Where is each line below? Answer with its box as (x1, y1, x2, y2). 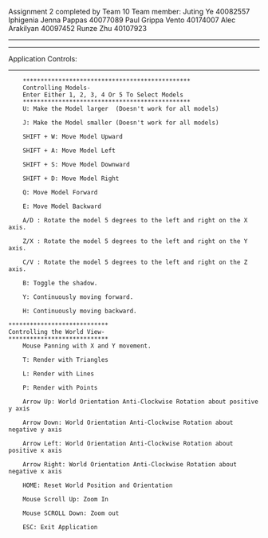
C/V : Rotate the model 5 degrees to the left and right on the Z (22, 258, 248, 266)
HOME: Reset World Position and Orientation (22, 481, 173, 489)
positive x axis (8, 446, 62, 454)
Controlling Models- (22, 84, 91, 92)
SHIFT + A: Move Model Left (22, 147, 116, 155)
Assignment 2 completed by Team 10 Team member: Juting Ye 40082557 (8, 7, 250, 16)
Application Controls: (8, 54, 77, 63)
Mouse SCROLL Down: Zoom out (22, 509, 120, 517)
